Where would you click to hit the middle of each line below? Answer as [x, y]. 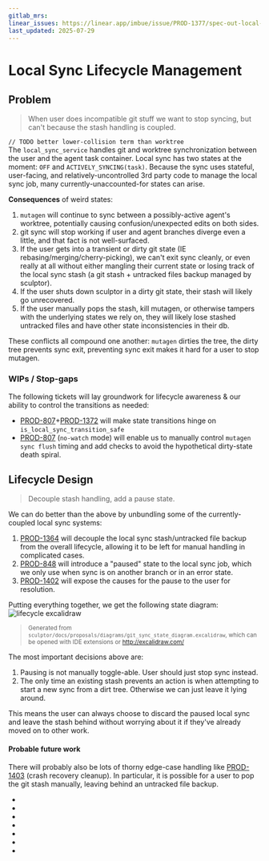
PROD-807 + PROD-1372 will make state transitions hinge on [118, 420]
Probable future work [44, 749]
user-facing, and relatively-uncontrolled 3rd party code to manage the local [133, 175]
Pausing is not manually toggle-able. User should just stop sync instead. [139, 673]
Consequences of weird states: [61, 199]
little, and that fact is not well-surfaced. [84, 240]
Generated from [50, 628]
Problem [30, 100]
